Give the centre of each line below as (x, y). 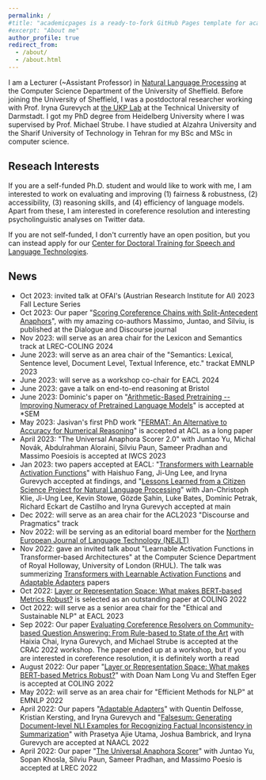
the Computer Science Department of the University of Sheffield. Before (126, 90)
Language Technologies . (48, 252)
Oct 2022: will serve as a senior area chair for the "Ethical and (121, 607)
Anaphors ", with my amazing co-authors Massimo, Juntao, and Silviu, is (137, 321)
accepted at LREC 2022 (58, 767)
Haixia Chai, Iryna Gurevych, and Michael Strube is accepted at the (129, 641)
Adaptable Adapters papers (65, 582)
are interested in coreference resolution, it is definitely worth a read (129, 658)
